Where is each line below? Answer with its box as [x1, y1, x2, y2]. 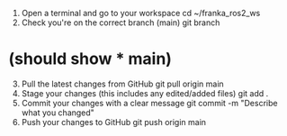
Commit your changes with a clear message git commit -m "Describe [21, 97, 278, 108]
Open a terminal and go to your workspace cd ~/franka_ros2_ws [21, 8, 261, 18]
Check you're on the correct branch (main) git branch [21, 17, 220, 28]
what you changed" [21, 107, 95, 118]
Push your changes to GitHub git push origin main [21, 116, 207, 127]
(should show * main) [8, 49, 173, 69]
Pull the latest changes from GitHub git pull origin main [21, 78, 224, 89]
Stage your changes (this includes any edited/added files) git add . [21, 87, 269, 98]
